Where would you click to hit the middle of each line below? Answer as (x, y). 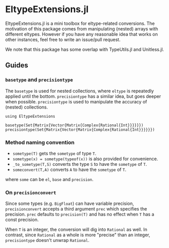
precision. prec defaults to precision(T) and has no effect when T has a (80, 215)
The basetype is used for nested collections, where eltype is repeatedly (80, 91)
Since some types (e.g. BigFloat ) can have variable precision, (70, 203)
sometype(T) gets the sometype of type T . (54, 153)
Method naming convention (40, 142)
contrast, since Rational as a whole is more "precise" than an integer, (78, 235)
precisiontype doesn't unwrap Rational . (47, 240)
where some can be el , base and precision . (49, 179)
